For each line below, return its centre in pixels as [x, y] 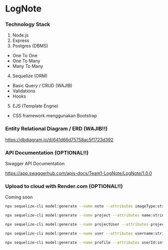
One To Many [26, 61]
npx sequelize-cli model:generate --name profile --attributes [72, 242]
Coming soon [19, 197]
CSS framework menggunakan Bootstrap [55, 116]
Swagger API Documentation [35, 164]
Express [21, 41]
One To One [25, 56]
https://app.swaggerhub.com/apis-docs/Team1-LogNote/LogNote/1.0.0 [79, 173]
